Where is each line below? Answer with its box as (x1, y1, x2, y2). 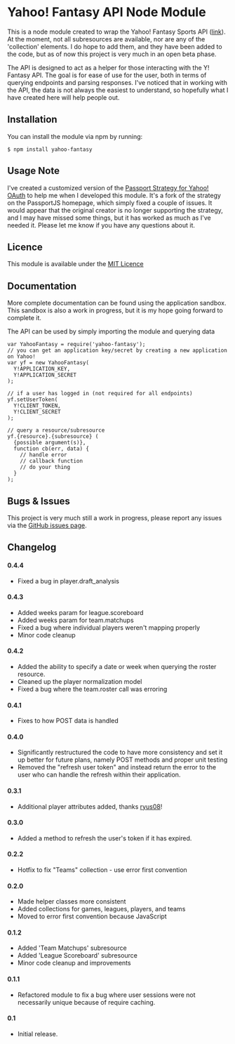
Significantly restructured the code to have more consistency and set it (17, 748, 223, 757)
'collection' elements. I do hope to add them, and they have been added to (7, 42, 222, 51)
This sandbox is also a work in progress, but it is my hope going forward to (7, 306, 223, 315)
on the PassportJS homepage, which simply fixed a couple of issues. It (7, 198, 213, 207)
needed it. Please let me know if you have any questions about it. (7, 220, 195, 229)
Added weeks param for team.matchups (17, 616, 135, 624)
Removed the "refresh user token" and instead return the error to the (17, 763, 216, 772)
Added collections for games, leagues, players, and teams (17, 905, 186, 913)
